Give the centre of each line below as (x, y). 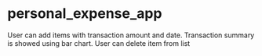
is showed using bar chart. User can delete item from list (99, 43)
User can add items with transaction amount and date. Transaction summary (131, 35)
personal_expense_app (85, 14)
